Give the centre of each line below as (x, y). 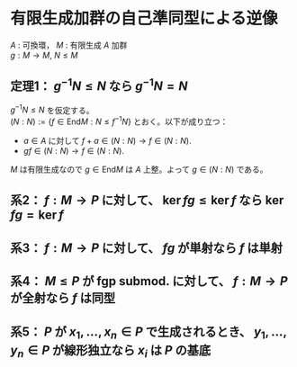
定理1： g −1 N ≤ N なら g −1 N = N (99, 85)
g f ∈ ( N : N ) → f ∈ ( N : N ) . (74, 151)
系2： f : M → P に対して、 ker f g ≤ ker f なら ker (147, 200)
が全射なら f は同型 (63, 298)
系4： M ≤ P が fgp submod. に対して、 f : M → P (149, 281)
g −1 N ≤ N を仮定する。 (52, 109)
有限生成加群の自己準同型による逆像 (144, 18)
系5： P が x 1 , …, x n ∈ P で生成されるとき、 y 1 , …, (148, 333)
